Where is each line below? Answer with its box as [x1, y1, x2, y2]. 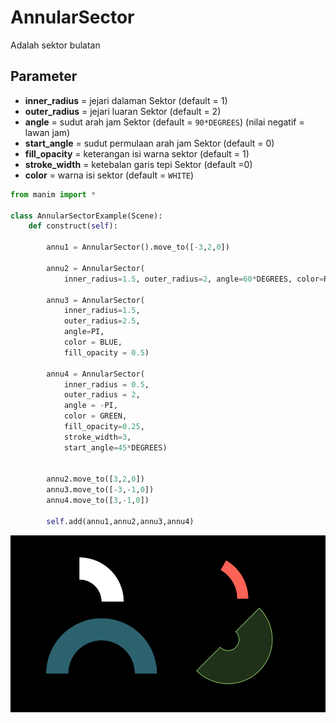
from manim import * [10, 189, 97, 200]
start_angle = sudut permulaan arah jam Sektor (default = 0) [24, 137, 275, 149]
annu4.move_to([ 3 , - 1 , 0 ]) [46, 496, 150, 506]
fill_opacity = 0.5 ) [63, 347, 150, 358]
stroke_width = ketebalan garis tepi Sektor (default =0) [24, 158, 253, 170]
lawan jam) [24, 126, 71, 138]
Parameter [10, 68, 78, 85]
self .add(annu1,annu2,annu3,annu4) [46, 516, 195, 526]
